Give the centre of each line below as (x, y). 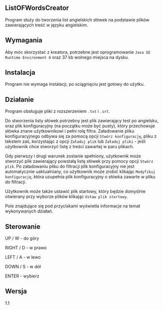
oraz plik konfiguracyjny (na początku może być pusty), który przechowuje (80, 126)
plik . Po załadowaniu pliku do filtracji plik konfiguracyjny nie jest (70, 166)
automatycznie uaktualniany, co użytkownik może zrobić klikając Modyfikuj (80, 172)
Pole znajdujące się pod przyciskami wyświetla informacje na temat (73, 206)
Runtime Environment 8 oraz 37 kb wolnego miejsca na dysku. (67, 57)
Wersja (16, 291)
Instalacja (20, 73)
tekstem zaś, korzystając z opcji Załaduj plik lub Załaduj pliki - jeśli (75, 141)
